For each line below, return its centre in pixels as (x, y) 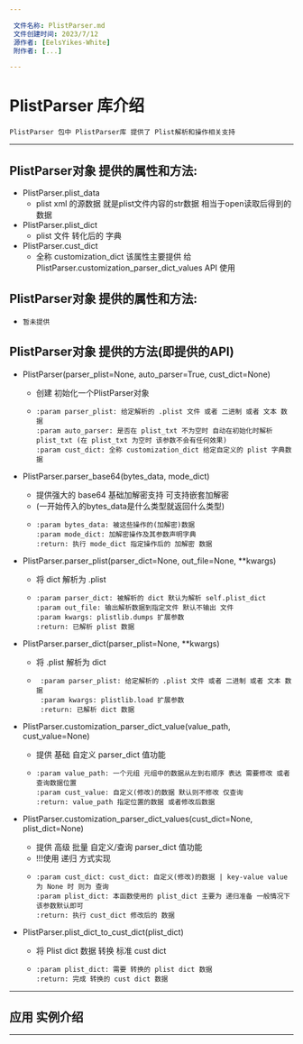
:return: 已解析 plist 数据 (85, 627)
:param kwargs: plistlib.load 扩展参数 (112, 700)
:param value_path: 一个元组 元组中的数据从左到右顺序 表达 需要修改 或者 (163, 773)
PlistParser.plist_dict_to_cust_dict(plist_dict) (103, 932)
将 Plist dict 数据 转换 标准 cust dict (101, 950)
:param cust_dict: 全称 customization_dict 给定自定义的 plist (151, 450)
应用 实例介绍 (46, 1017)
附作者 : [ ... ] (38, 50)
